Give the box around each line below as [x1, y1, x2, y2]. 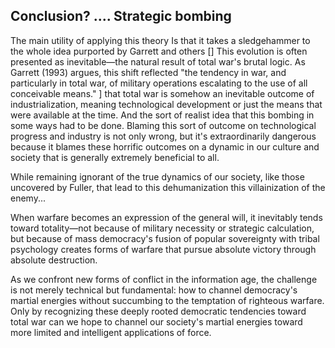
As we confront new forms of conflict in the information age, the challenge [10, 273, 318, 285]
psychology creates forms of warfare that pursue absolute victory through [10, 243, 317, 255]
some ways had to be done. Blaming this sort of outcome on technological [10, 119, 317, 131]
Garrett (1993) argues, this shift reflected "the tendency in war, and [10, 66, 287, 78]
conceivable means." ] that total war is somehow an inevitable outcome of [10, 87, 315, 99]
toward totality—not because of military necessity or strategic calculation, [10, 222, 315, 234]
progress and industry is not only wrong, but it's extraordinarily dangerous [10, 130, 317, 142]
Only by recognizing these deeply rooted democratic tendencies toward [10, 305, 307, 317]
